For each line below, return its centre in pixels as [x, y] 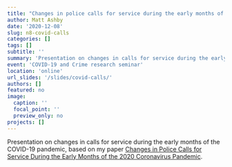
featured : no [26, 90]
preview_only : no [38, 115]
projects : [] [26, 122]
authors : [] [24, 84]
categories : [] [29, 39]
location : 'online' [35, 71]
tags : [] [20, 45]
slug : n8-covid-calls [38, 33]
